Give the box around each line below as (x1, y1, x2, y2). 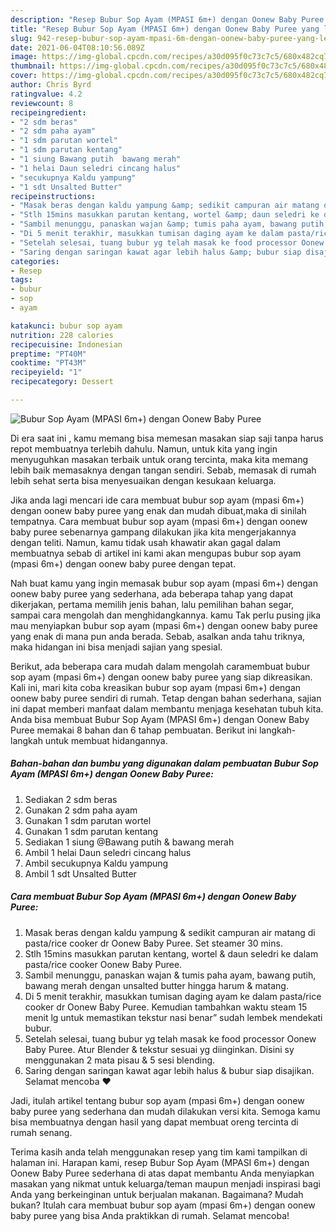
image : (10, 52, 38, 62)
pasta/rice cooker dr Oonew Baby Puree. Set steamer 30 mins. (24, 937, 283, 949)
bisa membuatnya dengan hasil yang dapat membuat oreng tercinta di (10, 1116, 299, 1128)
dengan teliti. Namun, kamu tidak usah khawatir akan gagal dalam (10, 536, 282, 548)
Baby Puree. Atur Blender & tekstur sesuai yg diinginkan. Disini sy (24, 1043, 295, 1055)
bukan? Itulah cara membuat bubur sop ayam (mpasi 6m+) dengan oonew (10, 1199, 316, 1211)
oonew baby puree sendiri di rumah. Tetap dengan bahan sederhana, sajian (10, 692, 322, 704)
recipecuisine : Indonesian (10, 339, 123, 350)
